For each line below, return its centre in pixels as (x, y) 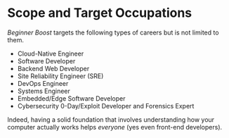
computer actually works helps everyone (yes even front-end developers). (115, 127)
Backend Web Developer (53, 68)
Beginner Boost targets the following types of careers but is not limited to (113, 32)
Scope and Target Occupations (100, 13)
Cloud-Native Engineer (51, 54)
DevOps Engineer (43, 83)
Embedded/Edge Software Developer (71, 98)
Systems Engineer (44, 91)
